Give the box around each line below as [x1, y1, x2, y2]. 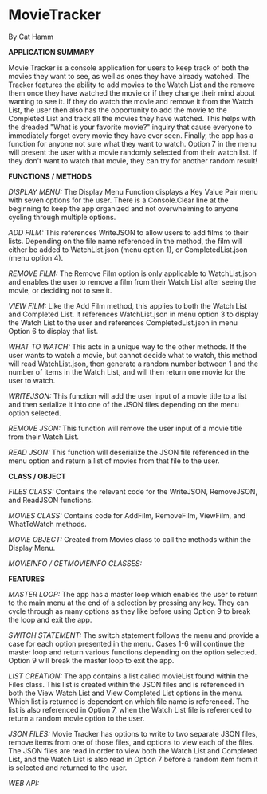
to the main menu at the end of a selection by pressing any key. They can [8, 598, 249, 607]
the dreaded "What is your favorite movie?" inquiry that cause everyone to [8, 122, 253, 132]
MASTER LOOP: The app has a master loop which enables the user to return [8, 589, 258, 599]
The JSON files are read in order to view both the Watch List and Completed [8, 745, 258, 755]
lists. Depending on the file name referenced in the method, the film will [8, 236, 243, 246]
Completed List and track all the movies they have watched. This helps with [8, 113, 257, 123]
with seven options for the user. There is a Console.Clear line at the [8, 195, 229, 205]
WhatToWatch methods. [8, 519, 87, 529]
